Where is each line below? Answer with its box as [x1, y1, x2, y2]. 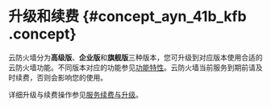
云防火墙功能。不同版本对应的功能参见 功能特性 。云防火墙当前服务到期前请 [8, 62, 256, 72]
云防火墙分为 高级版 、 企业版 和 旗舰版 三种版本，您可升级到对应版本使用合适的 [8, 52, 263, 62]
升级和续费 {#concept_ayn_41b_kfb [8, 7, 248, 26]
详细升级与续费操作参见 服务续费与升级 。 [8, 89, 143, 99]
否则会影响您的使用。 [35, 72, 107, 82]
